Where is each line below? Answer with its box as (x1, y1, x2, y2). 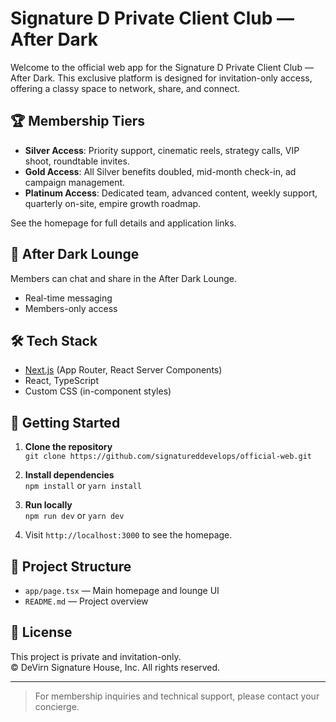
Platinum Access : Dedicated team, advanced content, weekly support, (24, 187, 318, 199)
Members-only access (24, 302, 118, 314)
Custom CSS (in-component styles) (24, 385, 172, 397)
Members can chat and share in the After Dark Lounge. (10, 272, 238, 284)
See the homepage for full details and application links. (10, 217, 237, 229)
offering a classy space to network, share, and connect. (10, 82, 241, 94)
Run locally (24, 499, 73, 511)
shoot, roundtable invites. (24, 155, 130, 167)
